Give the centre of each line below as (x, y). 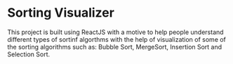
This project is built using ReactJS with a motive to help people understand (115, 32)
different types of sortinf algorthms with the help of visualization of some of (117, 39)
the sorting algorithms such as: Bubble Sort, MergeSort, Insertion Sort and (115, 47)
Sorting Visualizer (61, 13)
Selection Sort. (29, 54)
